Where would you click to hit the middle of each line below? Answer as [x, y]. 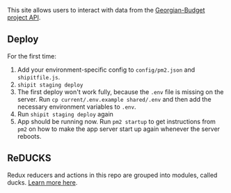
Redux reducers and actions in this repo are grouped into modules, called [112, 175]
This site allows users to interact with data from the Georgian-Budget [106, 10]
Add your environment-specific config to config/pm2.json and [106, 70]
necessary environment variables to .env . [77, 107]
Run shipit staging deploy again [65, 114]
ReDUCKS [29, 159]
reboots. [29, 136]
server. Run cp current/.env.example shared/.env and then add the [114, 99]
